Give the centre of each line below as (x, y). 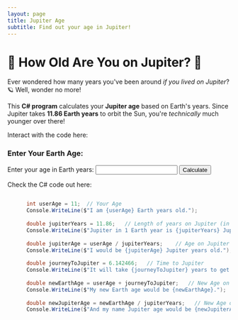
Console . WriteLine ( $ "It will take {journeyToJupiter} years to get (128, 270)
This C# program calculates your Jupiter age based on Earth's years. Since (118, 106)
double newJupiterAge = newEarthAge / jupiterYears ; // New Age (126, 303)
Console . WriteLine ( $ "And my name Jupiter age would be (109, 309)
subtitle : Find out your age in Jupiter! (69, 27)
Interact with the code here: (48, 135)
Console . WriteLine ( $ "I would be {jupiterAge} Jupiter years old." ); (129, 250)
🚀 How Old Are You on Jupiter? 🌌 (105, 62)
